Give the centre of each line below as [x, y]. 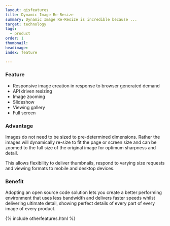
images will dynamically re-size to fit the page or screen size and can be [81, 142]
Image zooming [29, 96]
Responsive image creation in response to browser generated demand [86, 86]
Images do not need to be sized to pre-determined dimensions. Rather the [83, 137]
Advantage [19, 126]
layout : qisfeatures [27, 10]
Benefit [14, 182]
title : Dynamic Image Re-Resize [39, 15]
